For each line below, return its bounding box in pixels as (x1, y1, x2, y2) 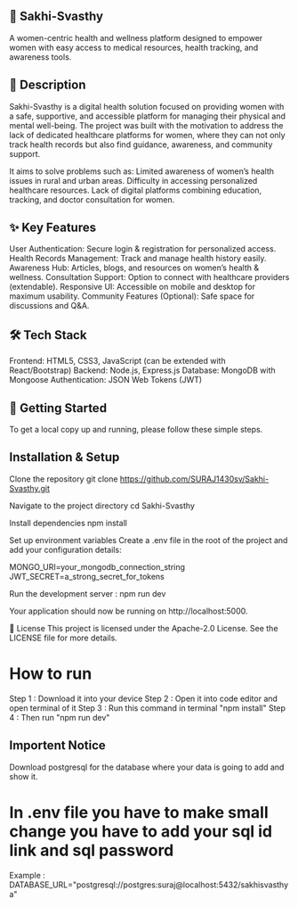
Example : (9, 870, 46, 880)
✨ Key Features (9, 220, 96, 235)
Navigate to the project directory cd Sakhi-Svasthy (9, 500, 196, 511)
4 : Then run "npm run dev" (9, 712, 110, 722)
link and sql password (9, 840, 174, 861)
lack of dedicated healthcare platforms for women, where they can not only (9, 129, 286, 140)
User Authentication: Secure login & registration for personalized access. (9, 243, 277, 254)
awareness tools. (9, 51, 72, 62)
